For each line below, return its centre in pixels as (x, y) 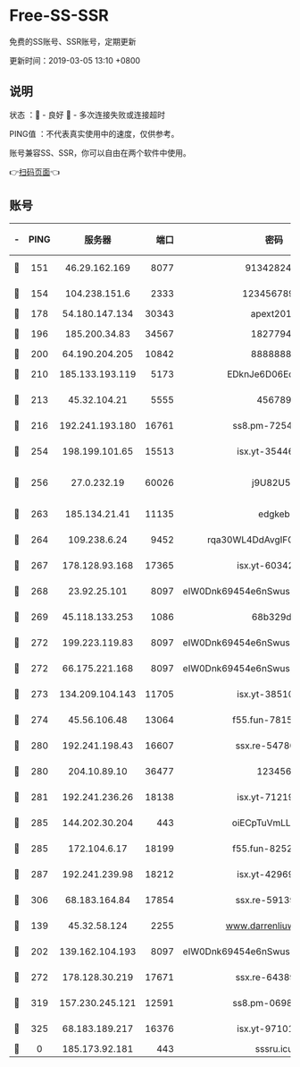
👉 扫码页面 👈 (35, 172)
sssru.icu (274, 1048)
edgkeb (274, 514)
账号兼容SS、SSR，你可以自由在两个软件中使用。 (100, 152)
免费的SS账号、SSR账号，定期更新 (73, 41)
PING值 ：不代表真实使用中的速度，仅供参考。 (94, 133)
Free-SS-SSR (59, 16)
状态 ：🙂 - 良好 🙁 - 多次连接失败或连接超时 (87, 115)
